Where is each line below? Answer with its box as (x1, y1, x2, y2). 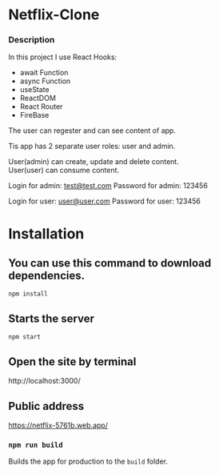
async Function (19, 76, 71, 86)
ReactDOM (19, 94, 56, 103)
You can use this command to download (8, 256, 212, 270)
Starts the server (8, 311, 94, 325)
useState (19, 85, 50, 94)
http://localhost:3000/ (8, 376, 82, 386)
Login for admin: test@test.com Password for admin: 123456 (8, 181, 208, 191)
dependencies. (8, 269, 86, 283)
